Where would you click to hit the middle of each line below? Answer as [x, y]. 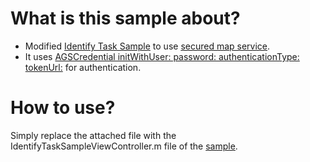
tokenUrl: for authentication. [83, 67]
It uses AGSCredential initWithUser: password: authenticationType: [162, 56]
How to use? [63, 108]
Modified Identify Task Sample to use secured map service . [147, 46]
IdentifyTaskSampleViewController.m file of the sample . [124, 146]
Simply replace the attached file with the [93, 135]
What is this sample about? [125, 18]
